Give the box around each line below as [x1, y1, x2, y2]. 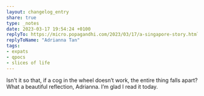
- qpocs [6, 54, 26, 60]
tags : [6, 43, 20, 49]
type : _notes [6, 20, 39, 26]
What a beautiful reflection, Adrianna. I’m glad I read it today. [6, 83, 158, 90]
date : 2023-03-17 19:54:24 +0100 [6, 26, 91, 32]
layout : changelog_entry [6, 9, 69, 15]
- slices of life [6, 60, 50, 66]
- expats [6, 49, 29, 55]
